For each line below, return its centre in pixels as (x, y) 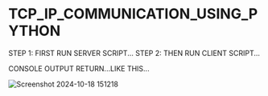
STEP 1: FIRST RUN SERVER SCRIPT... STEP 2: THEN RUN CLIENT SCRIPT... (134, 53)
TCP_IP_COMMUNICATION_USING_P (133, 14)
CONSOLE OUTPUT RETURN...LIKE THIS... (79, 68)
